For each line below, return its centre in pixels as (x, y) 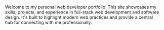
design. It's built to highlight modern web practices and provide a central (79, 17)
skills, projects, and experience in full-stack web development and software (82, 12)
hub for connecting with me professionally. (49, 22)
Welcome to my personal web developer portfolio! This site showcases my (81, 7)
